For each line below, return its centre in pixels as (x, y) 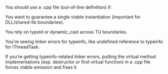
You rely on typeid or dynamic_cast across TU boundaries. (66, 32)
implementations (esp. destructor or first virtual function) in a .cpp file (78, 62)
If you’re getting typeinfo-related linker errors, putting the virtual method (80, 56)
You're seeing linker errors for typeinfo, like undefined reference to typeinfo (84, 41)
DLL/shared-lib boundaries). (35, 22)
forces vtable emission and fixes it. (41, 67)
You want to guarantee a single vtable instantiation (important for (73, 17)
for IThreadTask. (23, 47)
